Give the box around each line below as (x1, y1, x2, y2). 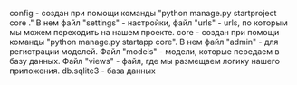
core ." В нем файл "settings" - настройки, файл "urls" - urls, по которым (9, 17, 288, 28)
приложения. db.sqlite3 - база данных (9, 65, 156, 76)
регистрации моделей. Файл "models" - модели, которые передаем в (9, 46, 280, 57)
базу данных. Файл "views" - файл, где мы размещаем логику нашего (9, 56, 281, 66)
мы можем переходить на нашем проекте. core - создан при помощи (9, 27, 280, 37)
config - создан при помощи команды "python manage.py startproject (9, 8, 277, 18)
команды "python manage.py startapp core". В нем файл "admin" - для (9, 36, 279, 47)
